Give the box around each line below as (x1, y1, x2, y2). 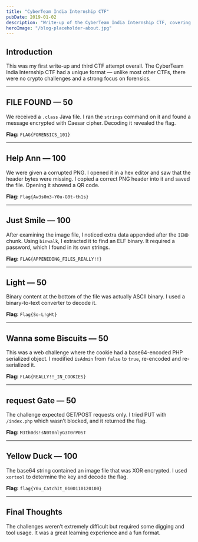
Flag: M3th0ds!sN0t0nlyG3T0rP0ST (6, 428, 87, 435)
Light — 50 (6, 277, 47, 287)
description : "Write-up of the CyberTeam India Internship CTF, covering (6, 19, 192, 25)
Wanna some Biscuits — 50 (6, 333, 109, 343)
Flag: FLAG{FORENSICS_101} (6, 131, 71, 138)
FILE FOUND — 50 (6, 98, 74, 108)
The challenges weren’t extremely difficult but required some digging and (6, 523, 184, 530)
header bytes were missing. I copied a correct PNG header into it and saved (6, 175, 190, 182)
